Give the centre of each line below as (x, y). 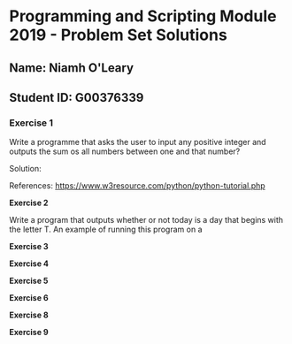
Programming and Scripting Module (143, 16)
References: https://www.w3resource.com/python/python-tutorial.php (137, 186)
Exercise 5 (29, 281)
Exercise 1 (31, 123)
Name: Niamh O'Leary (72, 68)
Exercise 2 (29, 203)
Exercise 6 (29, 298)
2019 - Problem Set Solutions (118, 35)
